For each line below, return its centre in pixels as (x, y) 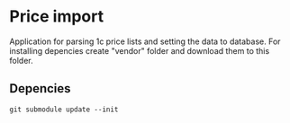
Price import (57, 17)
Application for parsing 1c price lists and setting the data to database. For (145, 41)
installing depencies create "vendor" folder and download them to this (140, 50)
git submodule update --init (64, 110)
